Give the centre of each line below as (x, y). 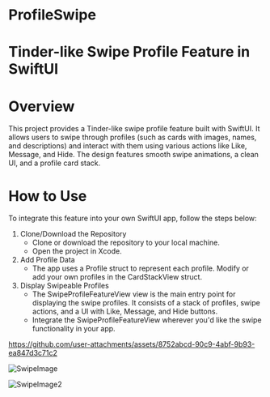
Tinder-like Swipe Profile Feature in (129, 52)
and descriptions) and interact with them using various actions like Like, (128, 146)
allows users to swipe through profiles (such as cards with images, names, (133, 137)
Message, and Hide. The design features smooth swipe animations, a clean (133, 155)
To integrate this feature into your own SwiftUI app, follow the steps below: (133, 218)
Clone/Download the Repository (73, 234)
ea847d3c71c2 (33, 353)
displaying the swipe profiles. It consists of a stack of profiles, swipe (146, 303)
